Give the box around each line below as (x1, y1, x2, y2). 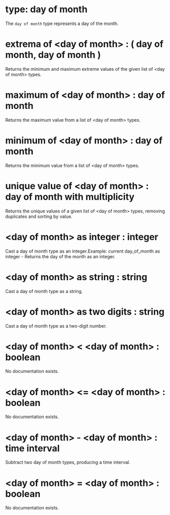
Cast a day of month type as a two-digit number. (5, 322, 107, 329)
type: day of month (5, 4, 88, 15)
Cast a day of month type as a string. (5, 288, 83, 294)
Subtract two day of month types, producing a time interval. (5, 459, 131, 466)
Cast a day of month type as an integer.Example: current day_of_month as (5, 248, 160, 254)
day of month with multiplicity (5, 191, 135, 202)
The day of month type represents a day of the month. (5, 20, 119, 26)
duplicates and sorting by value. (5, 213, 73, 220)
